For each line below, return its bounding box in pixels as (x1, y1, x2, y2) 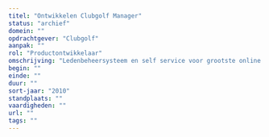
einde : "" (8, 72, 42, 80)
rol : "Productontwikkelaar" (8, 49, 103, 57)
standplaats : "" (8, 94, 63, 102)
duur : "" (8, 79, 38, 87)
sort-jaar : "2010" (8, 86, 70, 95)
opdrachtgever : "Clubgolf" (8, 34, 99, 43)
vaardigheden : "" (8, 102, 67, 110)
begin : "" (8, 64, 42, 73)
